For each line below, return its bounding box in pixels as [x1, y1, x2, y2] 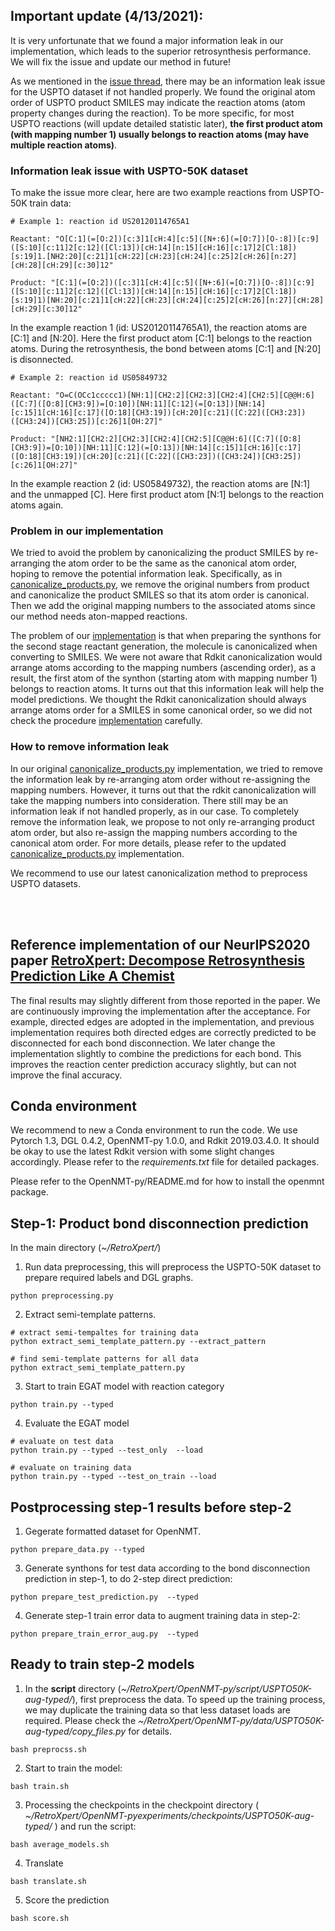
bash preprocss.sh [10, 1744, 87, 1754]
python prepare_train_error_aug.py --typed [10, 1629, 199, 1639]
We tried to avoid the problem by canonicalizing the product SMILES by [10, 547, 305, 559]
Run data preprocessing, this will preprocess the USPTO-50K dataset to [24, 1261, 322, 1273]
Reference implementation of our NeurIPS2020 [10, 937, 311, 954]
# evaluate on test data [10, 1437, 114, 1447]
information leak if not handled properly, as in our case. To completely [10, 805, 300, 817]
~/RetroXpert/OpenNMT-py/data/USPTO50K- [137, 1714, 325, 1726]
